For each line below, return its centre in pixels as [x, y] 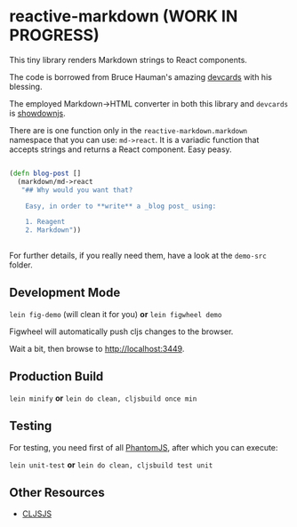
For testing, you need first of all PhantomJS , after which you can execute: [144, 447]
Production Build [56, 376]
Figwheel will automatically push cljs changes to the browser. [121, 331]
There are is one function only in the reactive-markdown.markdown [128, 130]
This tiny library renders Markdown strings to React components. [128, 60]
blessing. [26, 86]
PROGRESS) [54, 35]
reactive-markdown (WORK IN [124, 16]
